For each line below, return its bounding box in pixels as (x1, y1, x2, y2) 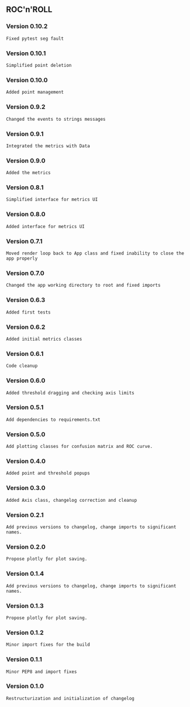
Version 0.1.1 (6, 655, 42, 664)
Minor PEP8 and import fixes (6, 668, 77, 675)
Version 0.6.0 (6, 376, 46, 385)
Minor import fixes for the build (6, 642, 91, 648)
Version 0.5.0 (6, 430, 46, 439)
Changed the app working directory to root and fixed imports (6, 283, 161, 288)
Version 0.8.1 (6, 183, 44, 192)
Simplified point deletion (6, 62, 72, 68)
